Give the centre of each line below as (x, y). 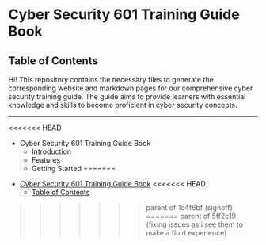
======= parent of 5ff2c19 (191, 216)
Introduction (51, 151)
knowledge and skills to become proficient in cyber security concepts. (123, 105)
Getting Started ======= (74, 168)
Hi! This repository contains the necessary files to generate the (111, 80)
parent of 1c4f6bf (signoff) (190, 207)
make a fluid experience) (186, 233)
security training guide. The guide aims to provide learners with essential (127, 96)
